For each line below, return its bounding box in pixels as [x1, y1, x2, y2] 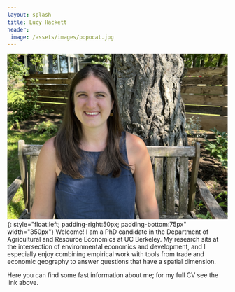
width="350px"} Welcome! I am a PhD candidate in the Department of [7, 228, 209, 236]
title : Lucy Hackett [7, 18, 68, 26]
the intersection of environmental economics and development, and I [7, 242, 206, 251]
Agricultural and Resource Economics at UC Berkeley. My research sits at [7, 235, 219, 244]
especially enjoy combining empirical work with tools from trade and [7, 250, 204, 258]
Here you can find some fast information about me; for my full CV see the [7, 271, 219, 279]
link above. [7, 279, 39, 287]
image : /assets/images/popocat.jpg [10, 34, 114, 41]
